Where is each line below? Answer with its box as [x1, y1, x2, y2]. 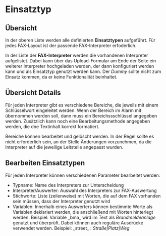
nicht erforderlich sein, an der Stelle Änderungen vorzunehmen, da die [5, 138, 152, 145]
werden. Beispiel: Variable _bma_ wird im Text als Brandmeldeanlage [12, 214, 156, 220]
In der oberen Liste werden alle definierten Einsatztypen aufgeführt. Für [5, 37, 155, 43]
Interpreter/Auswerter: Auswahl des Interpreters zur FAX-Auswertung [12, 187, 157, 193]
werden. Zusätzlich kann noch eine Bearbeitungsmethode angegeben [5, 118, 150, 124]
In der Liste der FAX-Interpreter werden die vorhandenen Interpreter [5, 52, 148, 58]
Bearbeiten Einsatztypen [5, 159, 85, 168]
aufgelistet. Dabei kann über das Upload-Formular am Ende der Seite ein [5, 58, 156, 64]
